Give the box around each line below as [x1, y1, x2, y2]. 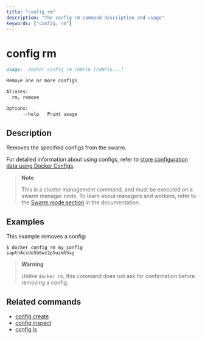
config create [15, 313, 49, 320]
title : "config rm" [6, 9, 56, 15]
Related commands [6, 296, 81, 307]
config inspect [15, 319, 52, 326]
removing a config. [21, 279, 69, 287]
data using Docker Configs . [6, 162, 75, 169]
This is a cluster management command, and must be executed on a [21, 186, 193, 193]
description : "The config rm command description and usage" [6, 15, 165, 21]
